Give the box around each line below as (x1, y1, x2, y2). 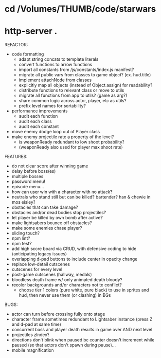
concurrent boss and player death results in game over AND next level (11, 327, 153, 333)
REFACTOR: (4, 42, 28, 48)
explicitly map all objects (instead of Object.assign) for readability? (18, 82, 153, 88)
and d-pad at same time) (11, 322, 61, 327)
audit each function (18, 113, 58, 119)
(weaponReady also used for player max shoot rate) (18, 144, 123, 150)
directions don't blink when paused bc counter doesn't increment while (11, 337, 155, 343)
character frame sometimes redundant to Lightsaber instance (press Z (11, 316, 153, 322)
